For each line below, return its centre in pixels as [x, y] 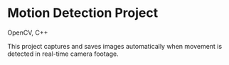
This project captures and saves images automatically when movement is [115, 46]
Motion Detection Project [83, 13]
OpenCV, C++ [28, 32]
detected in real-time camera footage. [63, 54]
